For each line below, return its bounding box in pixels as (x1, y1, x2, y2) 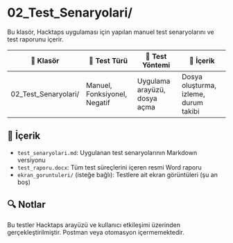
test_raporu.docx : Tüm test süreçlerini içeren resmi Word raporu (17, 163, 202, 171)
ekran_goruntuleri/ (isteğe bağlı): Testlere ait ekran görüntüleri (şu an (17, 170, 218, 179)
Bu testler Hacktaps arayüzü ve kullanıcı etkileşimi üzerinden (7, 220, 181, 229)
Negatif (85, 98, 110, 107)
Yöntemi (141, 60, 171, 70)
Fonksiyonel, (85, 89, 127, 98)
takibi (181, 106, 200, 116)
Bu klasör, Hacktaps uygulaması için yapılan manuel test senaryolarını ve (7, 28, 214, 36)
